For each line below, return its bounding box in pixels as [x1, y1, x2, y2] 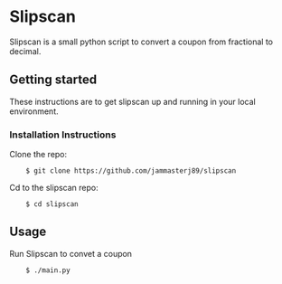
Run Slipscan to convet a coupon [9, 248, 133, 259]
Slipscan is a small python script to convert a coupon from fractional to [9, 36, 274, 47]
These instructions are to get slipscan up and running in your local [9, 96, 256, 107]
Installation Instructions [9, 128, 117, 141]
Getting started [9, 72, 98, 88]
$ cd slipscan [25, 200, 79, 209]
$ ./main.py [25, 265, 70, 275]
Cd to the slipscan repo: [9, 183, 99, 194]
